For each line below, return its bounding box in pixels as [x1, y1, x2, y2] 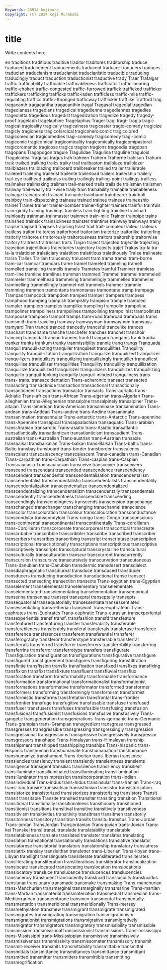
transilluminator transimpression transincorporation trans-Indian [5, 774, 136, 780]
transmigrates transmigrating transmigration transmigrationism [5, 912, 133, 918]
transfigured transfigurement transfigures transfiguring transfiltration [5, 658, 147, 664]
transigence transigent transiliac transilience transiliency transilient [5, 763, 142, 770]
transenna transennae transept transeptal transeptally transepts [5, 594, 136, 600]
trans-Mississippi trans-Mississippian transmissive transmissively [5, 933, 139, 939]
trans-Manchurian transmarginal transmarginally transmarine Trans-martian [5, 885, 160, 891]
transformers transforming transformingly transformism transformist [5, 690, 145, 695]
